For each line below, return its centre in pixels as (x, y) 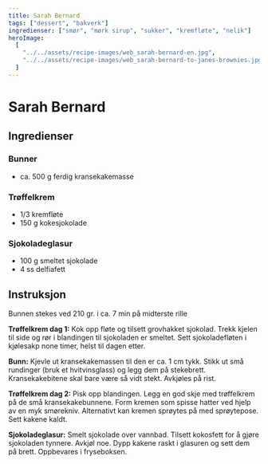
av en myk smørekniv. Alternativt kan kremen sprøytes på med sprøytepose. (134, 411)
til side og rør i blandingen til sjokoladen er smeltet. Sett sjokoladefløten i (128, 338)
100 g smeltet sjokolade (59, 261)
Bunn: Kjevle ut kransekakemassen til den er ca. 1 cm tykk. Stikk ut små (126, 362)
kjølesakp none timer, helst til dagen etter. (77, 346)
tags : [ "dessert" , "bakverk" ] (59, 23)
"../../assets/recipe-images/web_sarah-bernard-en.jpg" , (119, 53)
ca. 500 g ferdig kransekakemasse (77, 176)
